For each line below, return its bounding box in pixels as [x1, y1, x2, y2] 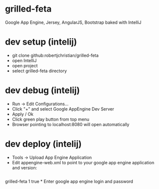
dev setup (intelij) [5, 36, 78, 47]
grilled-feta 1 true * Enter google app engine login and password [5, 178, 133, 184]
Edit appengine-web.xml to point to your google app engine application [12, 159, 154, 165]
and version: [12, 165, 37, 171]
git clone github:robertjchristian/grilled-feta [12, 52, 99, 58]
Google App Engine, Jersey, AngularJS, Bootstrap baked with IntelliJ [5, 19, 142, 25]
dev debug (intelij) [5, 85, 80, 96]
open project [12, 63, 38, 68]
